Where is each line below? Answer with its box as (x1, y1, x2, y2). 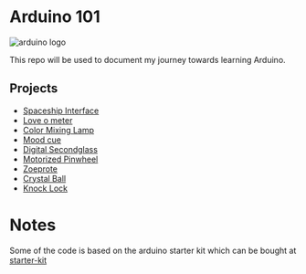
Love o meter (22, 114, 73, 125)
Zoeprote (22, 163, 58, 174)
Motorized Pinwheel (22, 153, 99, 164)
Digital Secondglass (22, 143, 99, 154)
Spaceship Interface (22, 105, 100, 116)
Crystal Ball (22, 173, 67, 184)
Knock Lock (22, 183, 69, 194)
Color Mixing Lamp (22, 124, 94, 135)
